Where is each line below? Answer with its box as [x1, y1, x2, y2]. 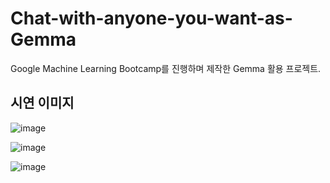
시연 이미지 [10, 95, 75, 112]
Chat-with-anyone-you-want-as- [10, 7, 293, 30]
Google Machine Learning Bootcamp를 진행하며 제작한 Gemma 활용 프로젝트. [10, 62, 322, 74]
